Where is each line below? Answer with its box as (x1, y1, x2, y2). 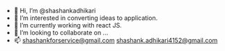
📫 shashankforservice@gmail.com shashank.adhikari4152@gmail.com (13, 37, 218, 44)
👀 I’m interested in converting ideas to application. (13, 14, 158, 22)
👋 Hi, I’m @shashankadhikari (13, 7, 96, 14)
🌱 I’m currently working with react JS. (13, 21, 122, 29)
